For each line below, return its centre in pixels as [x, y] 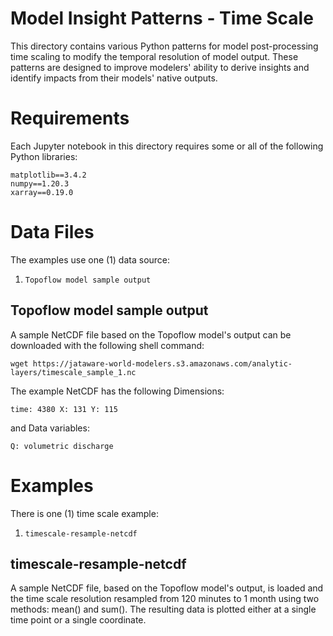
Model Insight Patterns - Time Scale [162, 18]
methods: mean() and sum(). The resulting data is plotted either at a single [163, 609]
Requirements [70, 118]
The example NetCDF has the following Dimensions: [117, 391]
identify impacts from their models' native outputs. [114, 78]
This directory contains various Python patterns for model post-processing [164, 46]
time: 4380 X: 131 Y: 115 [64, 409]
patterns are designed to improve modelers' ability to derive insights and [160, 67]
